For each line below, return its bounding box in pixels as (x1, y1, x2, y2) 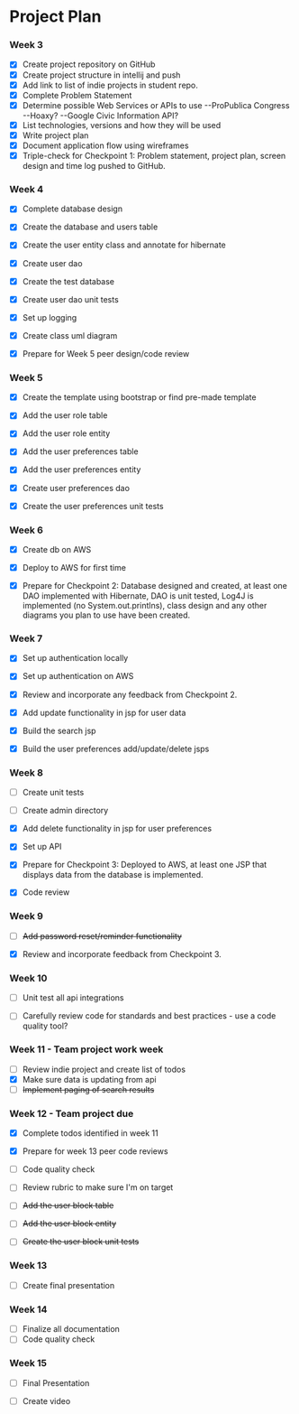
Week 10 (9, 972, 48, 984)
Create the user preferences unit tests (22, 500, 164, 511)
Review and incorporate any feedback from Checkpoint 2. (22, 689, 238, 700)
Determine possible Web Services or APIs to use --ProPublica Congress (22, 99, 290, 110)
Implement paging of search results (22, 1084, 155, 1094)
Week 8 (9, 766, 43, 778)
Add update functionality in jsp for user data (22, 707, 186, 718)
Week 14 (9, 1303, 48, 1316)
